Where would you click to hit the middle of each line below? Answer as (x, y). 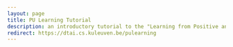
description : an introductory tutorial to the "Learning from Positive (113, 26)
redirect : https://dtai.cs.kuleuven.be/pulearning (82, 33)
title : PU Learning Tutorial (49, 20)
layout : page (26, 13)
